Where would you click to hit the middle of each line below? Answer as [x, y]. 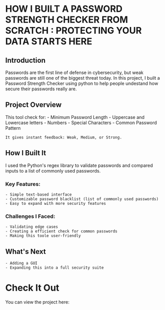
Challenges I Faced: [30, 216]
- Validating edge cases [32, 227]
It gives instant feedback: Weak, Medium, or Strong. [64, 137]
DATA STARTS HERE [49, 42]
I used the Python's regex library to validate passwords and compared [79, 165]
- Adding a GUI [21, 264]
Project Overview [33, 105]
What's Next [26, 252]
